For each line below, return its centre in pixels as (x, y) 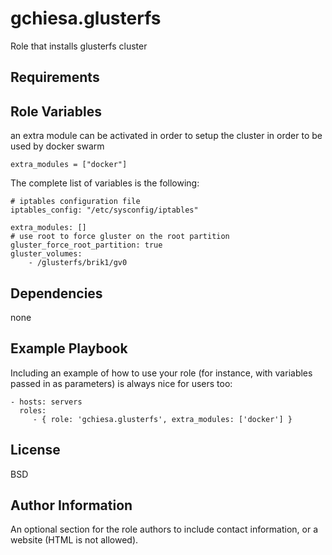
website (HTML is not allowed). (74, 540)
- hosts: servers (46, 402)
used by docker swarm (57, 146)
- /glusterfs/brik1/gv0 (78, 263)
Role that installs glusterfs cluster (79, 46)
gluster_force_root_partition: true (86, 245)
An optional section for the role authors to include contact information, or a (164, 529)
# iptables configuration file (75, 202)
